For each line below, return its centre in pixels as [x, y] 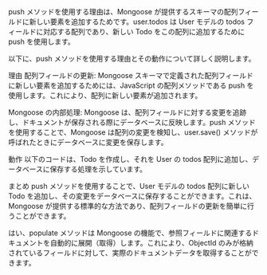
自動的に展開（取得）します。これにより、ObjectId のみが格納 [151, 243]
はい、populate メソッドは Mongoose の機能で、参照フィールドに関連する [130, 233]
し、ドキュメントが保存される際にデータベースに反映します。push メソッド [132, 122]
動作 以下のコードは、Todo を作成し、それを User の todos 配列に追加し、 [130, 159]
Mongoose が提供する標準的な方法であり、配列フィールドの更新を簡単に [128, 206]
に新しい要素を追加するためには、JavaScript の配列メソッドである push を [131, 85]
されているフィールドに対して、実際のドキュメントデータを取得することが [130, 253]
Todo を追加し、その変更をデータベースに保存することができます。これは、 [132, 196]
